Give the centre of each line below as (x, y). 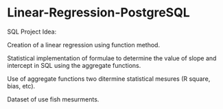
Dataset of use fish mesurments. (53, 99)
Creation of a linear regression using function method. (83, 45)
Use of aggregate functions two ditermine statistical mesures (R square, (109, 78)
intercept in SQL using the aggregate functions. (74, 65)
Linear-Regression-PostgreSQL (98, 13)
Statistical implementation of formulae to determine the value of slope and (112, 58)
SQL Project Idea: (32, 32)
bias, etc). (21, 86)
